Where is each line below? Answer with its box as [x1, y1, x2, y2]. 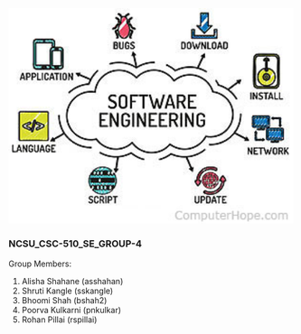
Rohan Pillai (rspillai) [21, 314, 98, 325]
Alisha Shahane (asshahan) [21, 275, 124, 286]
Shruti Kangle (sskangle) [21, 285, 114, 296]
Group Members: [8, 258, 72, 269]
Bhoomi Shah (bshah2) [21, 294, 108, 305]
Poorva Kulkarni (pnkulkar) [21, 304, 122, 315]
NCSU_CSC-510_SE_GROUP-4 [8, 237, 142, 250]
